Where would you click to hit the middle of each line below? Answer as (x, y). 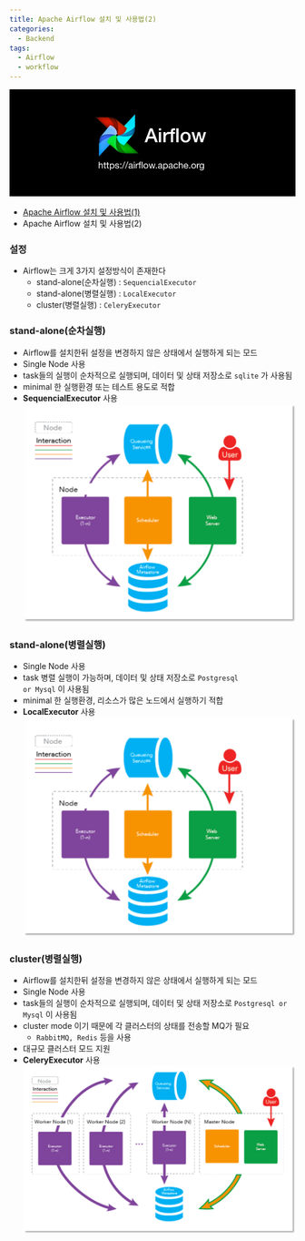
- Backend (36, 38)
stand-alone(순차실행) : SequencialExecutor (116, 282)
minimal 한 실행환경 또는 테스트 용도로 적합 (98, 386)
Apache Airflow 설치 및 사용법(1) (81, 212)
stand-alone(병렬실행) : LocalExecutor (106, 294)
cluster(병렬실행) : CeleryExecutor (98, 305)
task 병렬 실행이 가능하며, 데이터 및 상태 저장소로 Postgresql (130, 677)
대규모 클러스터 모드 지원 (66, 1048)
